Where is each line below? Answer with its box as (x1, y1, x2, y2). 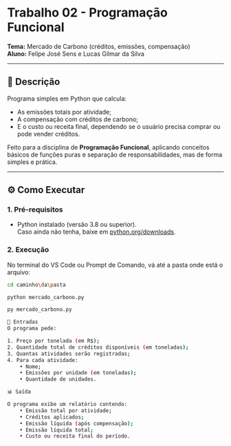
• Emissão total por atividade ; (19, 407, 112, 414)
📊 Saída (7, 388, 31, 396)
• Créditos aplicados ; (19, 414, 85, 420)
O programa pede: (7, 325, 57, 332)
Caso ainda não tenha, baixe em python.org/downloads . (16, 227, 176, 236)
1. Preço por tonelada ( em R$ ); (7, 338, 100, 345)
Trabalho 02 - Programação (7, 5, 168, 21)
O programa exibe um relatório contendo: (7, 401, 128, 408)
